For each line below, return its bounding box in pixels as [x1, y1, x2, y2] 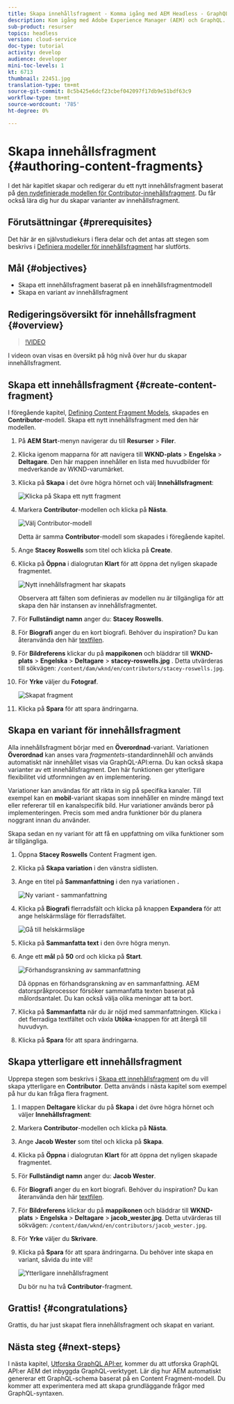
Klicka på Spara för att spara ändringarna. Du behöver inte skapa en [17, 1248, 214, 1256]
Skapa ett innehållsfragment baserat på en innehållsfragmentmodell [17, 281, 212, 289]
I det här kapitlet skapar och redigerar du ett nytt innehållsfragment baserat [8, 181, 224, 190]
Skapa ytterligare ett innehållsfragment [8, 1056, 183, 1068]
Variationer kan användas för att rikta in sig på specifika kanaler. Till [8, 786, 201, 794]
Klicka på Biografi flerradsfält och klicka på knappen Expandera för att [17, 904, 222, 913]
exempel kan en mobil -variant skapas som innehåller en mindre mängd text [8, 794, 224, 802]
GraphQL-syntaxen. [8, 1389, 65, 1398]
